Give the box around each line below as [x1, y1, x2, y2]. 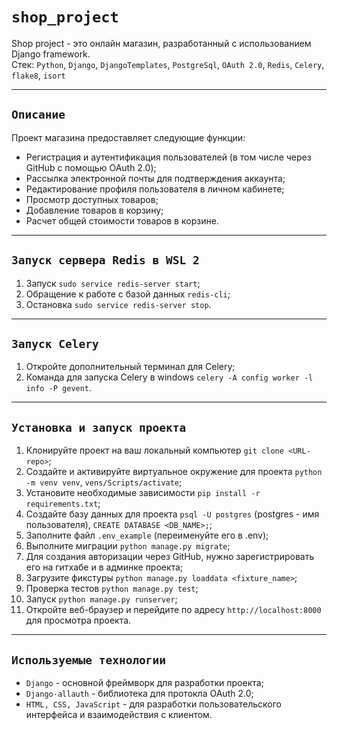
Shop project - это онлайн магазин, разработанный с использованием [11, 37, 312, 49]
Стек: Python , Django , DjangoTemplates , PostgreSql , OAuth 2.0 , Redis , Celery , [11, 58, 325, 70]
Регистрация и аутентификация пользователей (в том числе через [25, 151, 312, 163]
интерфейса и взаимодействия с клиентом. [25, 709, 213, 720]
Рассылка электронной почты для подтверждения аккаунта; [25, 172, 286, 184]
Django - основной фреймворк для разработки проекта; [25, 677, 264, 688]
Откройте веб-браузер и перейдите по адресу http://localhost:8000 [25, 604, 322, 616]
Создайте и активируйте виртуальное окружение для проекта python [25, 466, 323, 478]
